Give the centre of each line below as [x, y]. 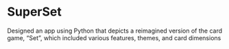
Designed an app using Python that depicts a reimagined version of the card [115, 31]
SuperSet [34, 12]
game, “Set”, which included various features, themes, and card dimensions [114, 37]
